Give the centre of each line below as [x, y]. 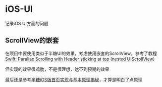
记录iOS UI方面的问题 [27, 23]
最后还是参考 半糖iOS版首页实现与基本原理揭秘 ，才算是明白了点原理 [74, 80]
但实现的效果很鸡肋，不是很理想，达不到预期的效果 [57, 69]
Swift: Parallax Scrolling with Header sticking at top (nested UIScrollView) [80, 59]
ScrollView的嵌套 [32, 41]
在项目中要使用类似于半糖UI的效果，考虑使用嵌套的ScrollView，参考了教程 [81, 53]
